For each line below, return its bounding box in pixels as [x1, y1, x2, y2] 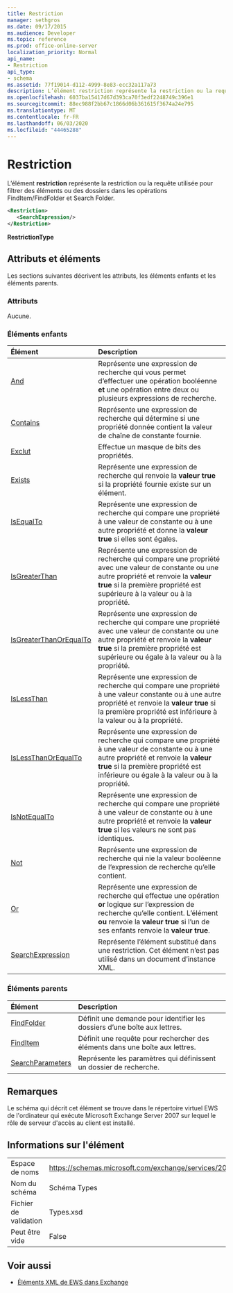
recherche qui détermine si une [98, 414, 200, 424]
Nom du [10, 1178, 37, 1188]
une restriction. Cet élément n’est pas [98, 946, 220, 956]
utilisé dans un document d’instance [98, 954, 216, 964]
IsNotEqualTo [10, 812, 55, 821]
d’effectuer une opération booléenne [98, 376, 217, 386]
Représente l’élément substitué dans [98, 937, 216, 946]
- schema [7, 74, 33, 82]
